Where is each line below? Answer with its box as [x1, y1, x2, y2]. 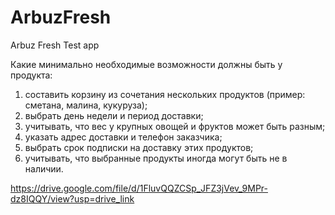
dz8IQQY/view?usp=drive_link [10, 192, 135, 205]
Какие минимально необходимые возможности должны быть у [10, 58, 283, 70]
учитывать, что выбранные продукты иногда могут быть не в [24, 152, 288, 164]
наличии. [24, 162, 64, 175]
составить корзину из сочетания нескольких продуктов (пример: [24, 88, 306, 100]
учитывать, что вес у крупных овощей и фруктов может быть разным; [24, 120, 326, 132]
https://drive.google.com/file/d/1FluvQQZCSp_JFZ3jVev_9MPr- [10, 182, 268, 194]
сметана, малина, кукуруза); [24, 99, 148, 111]
